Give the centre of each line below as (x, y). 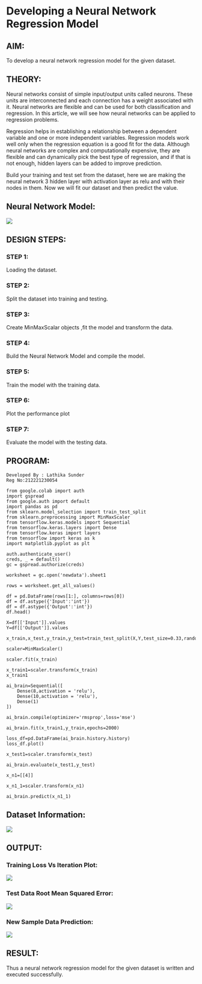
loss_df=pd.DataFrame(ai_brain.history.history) (68, 738)
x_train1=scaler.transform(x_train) (52, 670)
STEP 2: (18, 285)
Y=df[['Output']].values (37, 627)
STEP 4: (18, 343)
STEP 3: (18, 314)
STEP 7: (18, 429)
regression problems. (32, 119)
